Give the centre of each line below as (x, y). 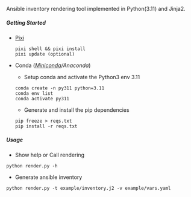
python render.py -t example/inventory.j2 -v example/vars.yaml (89, 188)
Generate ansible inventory (49, 177)
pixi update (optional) (45, 54)
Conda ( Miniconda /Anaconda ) (53, 65)
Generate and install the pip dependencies (77, 110)
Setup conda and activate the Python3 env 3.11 (82, 77)
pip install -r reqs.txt (46, 126)
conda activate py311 (42, 98)
